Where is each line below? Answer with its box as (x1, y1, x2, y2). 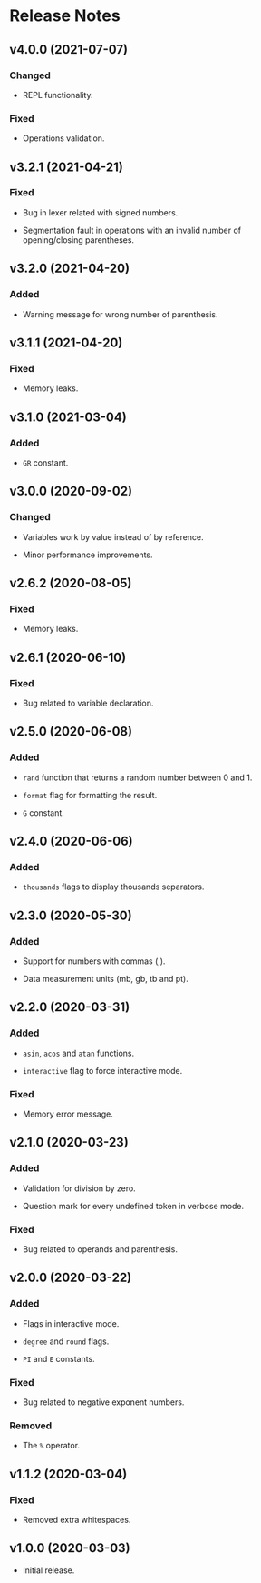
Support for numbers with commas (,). (22, 956, 166, 967)
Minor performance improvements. (22, 549, 153, 560)
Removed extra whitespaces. (22, 1514, 131, 1525)
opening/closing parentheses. (22, 234, 134, 245)
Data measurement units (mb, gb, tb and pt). (22, 974, 188, 985)
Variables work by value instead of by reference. (22, 531, 204, 542)
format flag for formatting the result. (22, 789, 158, 800)
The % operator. (22, 1440, 80, 1451)
